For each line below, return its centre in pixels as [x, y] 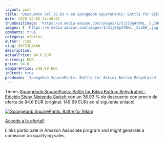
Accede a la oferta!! [25, 121]
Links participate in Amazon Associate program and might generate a [75, 130]
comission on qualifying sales [35, 135]
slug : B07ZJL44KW [23, 46]
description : [18, 50]
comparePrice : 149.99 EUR [31, 69]
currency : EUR [20, 60]
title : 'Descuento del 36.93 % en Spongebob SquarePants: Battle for [77, 14]
